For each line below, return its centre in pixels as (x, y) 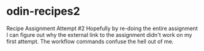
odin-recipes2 (43, 11)
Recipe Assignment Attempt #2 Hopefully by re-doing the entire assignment (102, 28)
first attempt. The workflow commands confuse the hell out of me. (90, 41)
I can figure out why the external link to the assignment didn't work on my (99, 34)
